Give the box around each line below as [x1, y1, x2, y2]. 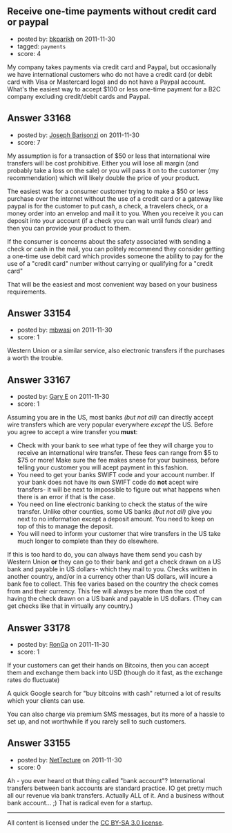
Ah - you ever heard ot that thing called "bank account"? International [7, 776, 206, 785]
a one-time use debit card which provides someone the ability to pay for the [7, 252, 223, 260]
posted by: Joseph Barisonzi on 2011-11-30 [17, 131, 140, 139]
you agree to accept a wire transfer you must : [7, 428, 138, 436]
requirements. [7, 287, 47, 296]
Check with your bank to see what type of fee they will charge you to [17, 441, 214, 449]
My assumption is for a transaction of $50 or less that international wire [7, 152, 211, 160]
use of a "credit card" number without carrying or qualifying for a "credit [7, 259, 213, 267]
